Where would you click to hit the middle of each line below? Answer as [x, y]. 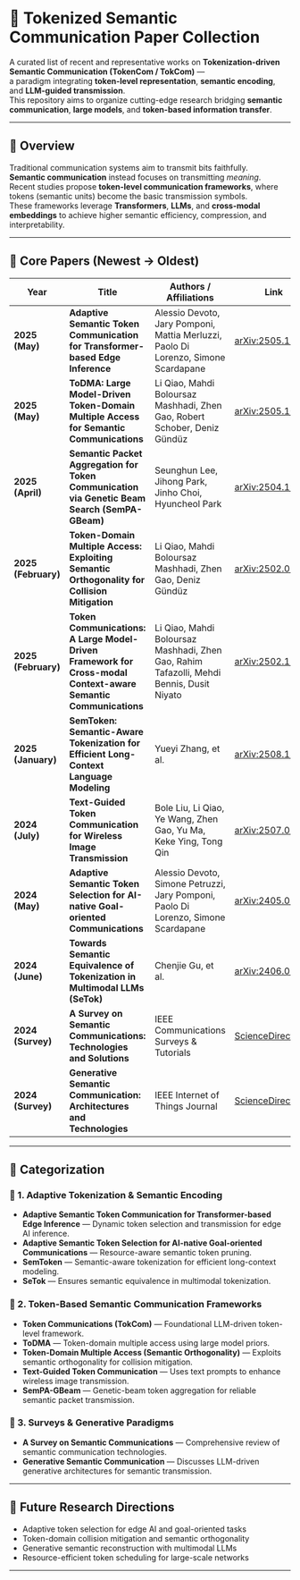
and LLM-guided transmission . [67, 90]
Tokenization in [103, 976]
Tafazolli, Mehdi [188, 672]
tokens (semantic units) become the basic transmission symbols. [129, 196]
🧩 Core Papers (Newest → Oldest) [104, 262]
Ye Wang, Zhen [187, 819]
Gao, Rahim [179, 661]
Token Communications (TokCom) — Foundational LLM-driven [139, 1323]
